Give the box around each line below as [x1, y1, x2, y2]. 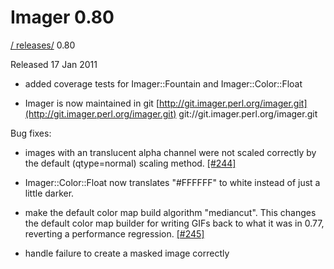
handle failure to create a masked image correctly [24, 247, 230, 259]
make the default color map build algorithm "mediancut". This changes [24, 206, 317, 218]
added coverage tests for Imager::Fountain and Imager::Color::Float [24, 77, 303, 90]
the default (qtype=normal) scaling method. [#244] [24, 157, 237, 169]
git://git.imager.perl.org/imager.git [178, 107, 318, 120]
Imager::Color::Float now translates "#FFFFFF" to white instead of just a [24, 176, 321, 188]
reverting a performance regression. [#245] [24, 227, 205, 240]
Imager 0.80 [10, 6, 115, 29]
